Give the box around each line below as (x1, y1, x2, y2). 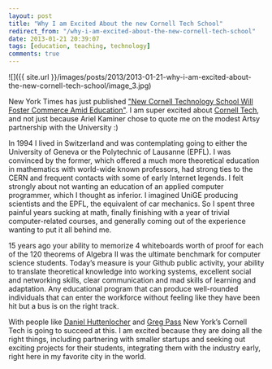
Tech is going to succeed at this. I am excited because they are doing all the (8, 326, 262, 335)
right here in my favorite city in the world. (8, 352, 146, 361)
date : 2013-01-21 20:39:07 (8, 34, 100, 43)
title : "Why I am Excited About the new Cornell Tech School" (8, 20, 223, 28)
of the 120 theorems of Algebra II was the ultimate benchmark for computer (8, 249, 261, 259)
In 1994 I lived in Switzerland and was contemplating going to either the (8, 138, 248, 147)
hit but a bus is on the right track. (8, 301, 119, 310)
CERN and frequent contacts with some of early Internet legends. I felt (8, 173, 244, 182)
